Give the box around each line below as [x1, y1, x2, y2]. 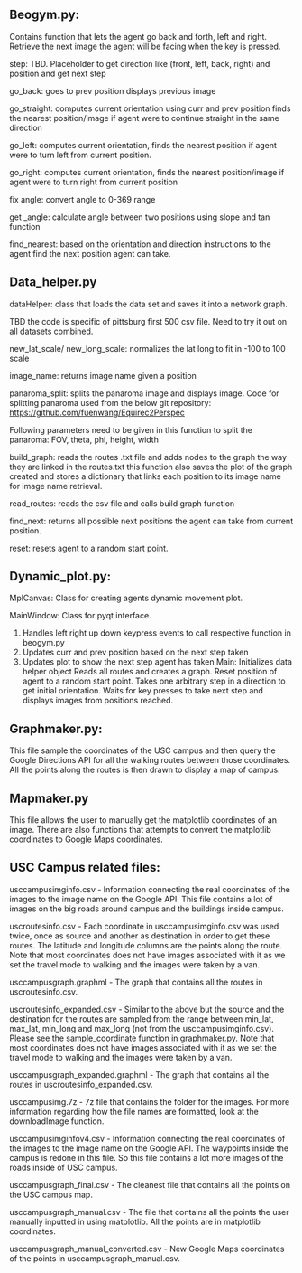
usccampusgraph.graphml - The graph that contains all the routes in [9, 976, 263, 987]
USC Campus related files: [9, 860, 160, 875]
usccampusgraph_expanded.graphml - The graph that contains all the [9, 1069, 270, 1080]
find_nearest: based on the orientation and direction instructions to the [9, 239, 272, 250]
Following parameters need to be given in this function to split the [9, 424, 253, 435]
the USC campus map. [9, 1189, 93, 1200]
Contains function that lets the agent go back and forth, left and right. [9, 31, 268, 42]
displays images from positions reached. [22, 695, 174, 706]
